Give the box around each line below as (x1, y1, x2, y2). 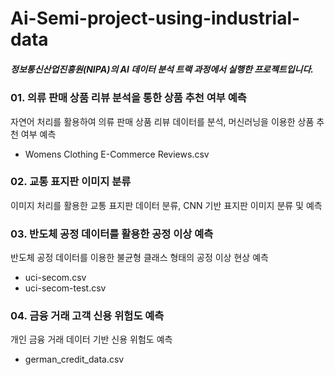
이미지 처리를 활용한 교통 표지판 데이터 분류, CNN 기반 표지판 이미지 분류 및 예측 (10, 199, 323, 211)
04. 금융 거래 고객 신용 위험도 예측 (10, 309, 165, 323)
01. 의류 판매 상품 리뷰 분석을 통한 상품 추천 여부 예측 (10, 91, 247, 105)
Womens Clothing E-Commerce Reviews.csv (24, 148, 210, 160)
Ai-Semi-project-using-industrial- (10, 7, 301, 30)
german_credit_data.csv (24, 353, 125, 366)
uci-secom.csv (24, 272, 87, 284)
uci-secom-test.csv (24, 282, 107, 294)
